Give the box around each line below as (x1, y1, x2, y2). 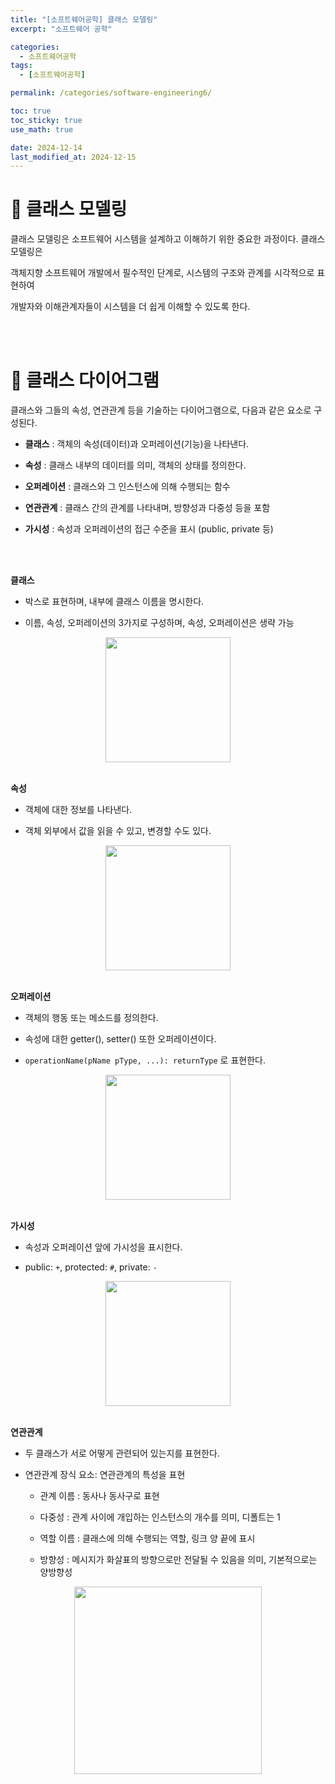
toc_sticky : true (10, 115, 83, 125)
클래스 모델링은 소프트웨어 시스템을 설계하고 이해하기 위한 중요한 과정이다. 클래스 (10, 233, 326, 245)
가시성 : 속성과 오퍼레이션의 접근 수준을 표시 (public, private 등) (24, 523, 274, 535)
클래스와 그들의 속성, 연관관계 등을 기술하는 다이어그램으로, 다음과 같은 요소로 (10, 404, 312, 416)
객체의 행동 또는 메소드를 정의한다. (24, 1012, 159, 1024)
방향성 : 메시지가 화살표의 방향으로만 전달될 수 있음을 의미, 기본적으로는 (39, 1554, 318, 1566)
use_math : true (10, 124, 74, 135)
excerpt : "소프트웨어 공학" (10, 24, 113, 34)
